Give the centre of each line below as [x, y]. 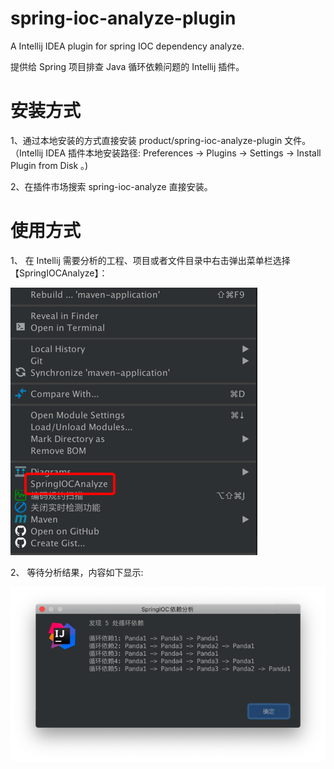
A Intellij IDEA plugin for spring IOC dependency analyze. [127, 46]
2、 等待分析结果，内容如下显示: [77, 572]
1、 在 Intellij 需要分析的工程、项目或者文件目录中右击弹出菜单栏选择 [150, 260]
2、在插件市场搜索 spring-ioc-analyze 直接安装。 [111, 186]
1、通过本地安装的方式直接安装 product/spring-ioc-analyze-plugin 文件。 [161, 140]
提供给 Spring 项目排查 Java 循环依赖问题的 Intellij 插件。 [127, 66]
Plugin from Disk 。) [49, 165]
